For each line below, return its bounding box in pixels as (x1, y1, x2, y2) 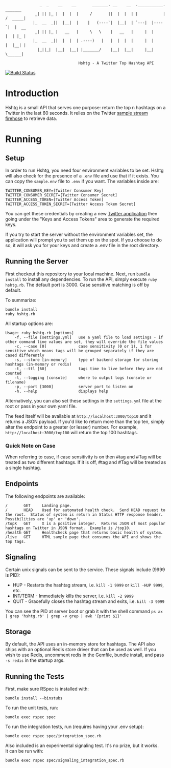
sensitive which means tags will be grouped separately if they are (5, 348, 154, 353)
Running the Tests (5, 672, 65, 681)
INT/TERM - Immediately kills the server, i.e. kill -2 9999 (12, 593, 134, 599)
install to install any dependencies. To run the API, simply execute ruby (5, 276, 157, 282)
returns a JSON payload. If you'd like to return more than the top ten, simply (5, 418, 165, 425)
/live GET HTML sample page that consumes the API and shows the (5, 534, 161, 539)
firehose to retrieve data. (5, 115, 57, 122)
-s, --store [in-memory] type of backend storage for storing (14, 357, 159, 362)
